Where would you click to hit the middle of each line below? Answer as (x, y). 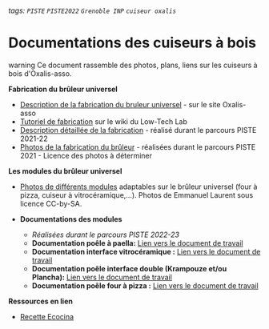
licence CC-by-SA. (51, 203)
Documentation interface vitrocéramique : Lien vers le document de (146, 251)
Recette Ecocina (47, 316)
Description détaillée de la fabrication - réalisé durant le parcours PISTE (138, 130)
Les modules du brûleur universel (65, 171)
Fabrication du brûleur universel (63, 89)
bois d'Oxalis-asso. (40, 73)
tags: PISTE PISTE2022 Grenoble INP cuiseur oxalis (92, 10)
